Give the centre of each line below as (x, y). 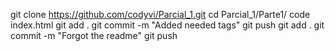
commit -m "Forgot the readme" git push (94, 35)
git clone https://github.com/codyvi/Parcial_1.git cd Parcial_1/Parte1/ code (160, 14)
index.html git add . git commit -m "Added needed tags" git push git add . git (167, 25)
